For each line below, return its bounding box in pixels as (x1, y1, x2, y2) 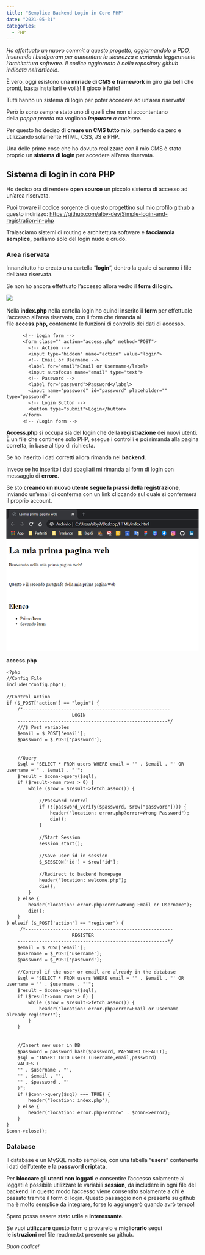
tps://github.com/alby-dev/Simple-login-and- (54, 210, 168, 218)
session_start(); (38, 841, 84, 847)
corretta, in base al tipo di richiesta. (6, 442, 96, 450)
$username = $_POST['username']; (17, 951, 103, 957)
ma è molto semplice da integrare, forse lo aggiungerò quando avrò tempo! (6, 1201, 195, 1208)
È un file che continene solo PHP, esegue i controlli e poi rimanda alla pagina (6, 435, 199, 443)
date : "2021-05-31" (6, 16, 56, 23)
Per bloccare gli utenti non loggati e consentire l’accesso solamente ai (6, 1174, 185, 1182)
